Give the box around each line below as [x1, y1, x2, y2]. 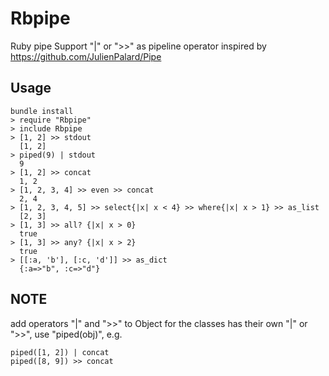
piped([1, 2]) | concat [10, 347, 110, 357]
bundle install [10, 106, 74, 116]
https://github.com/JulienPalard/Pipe [10, 50, 162, 62]
